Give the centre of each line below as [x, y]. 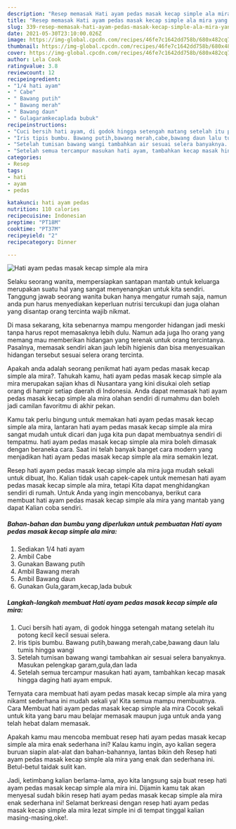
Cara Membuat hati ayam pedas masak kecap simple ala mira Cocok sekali [115, 709]
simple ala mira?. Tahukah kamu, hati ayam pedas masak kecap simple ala [114, 376]
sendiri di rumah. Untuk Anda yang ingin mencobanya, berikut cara [104, 493]
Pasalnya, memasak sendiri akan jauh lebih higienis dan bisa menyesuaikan [116, 348]
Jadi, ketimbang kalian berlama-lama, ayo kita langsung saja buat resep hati [117, 781]
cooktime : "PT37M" [34, 229]
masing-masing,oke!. [38, 818]
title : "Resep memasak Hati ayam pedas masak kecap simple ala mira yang [118, 20]
